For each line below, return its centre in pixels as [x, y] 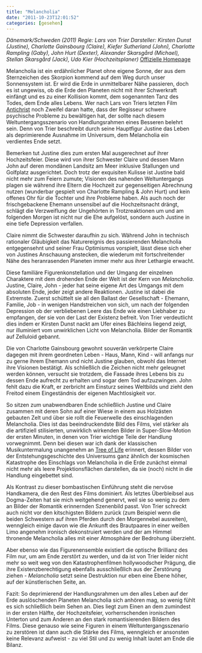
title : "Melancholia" [33, 12]
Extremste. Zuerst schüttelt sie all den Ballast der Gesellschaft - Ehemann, [98, 298]
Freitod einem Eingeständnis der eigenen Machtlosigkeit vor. [81, 393]
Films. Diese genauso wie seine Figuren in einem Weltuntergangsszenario [98, 626]
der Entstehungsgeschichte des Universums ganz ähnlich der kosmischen [98, 456]
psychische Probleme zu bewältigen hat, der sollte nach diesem [85, 116]
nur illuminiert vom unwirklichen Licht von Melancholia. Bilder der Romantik [99, 330]
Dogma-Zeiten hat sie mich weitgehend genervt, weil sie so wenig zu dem [98, 500]
